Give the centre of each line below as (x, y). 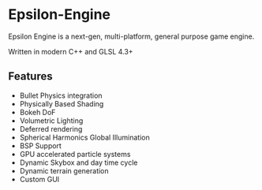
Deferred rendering (51, 129)
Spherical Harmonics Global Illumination (84, 137)
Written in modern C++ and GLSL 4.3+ (71, 51)
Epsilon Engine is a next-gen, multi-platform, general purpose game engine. (131, 36)
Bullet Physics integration (61, 95)
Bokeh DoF (37, 112)
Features (30, 76)
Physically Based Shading (62, 103)
